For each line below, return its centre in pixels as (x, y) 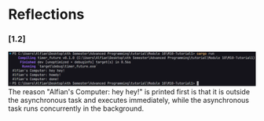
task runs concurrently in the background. (76, 108)
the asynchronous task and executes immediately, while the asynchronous (129, 101)
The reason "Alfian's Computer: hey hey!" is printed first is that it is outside (129, 92)
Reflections (46, 15)
